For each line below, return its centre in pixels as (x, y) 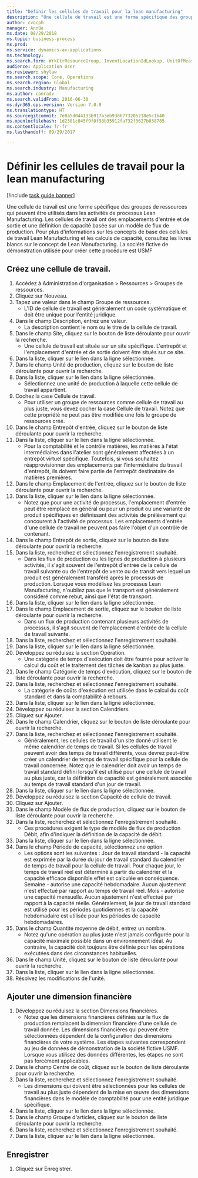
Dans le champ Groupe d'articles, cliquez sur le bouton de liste (91, 1117)
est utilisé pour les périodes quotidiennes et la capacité (91, 909)
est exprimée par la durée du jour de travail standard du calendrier (104, 859)
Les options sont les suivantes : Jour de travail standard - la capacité (107, 853)
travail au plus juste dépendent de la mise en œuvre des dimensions (107, 1092)
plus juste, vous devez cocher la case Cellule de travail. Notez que (104, 408)
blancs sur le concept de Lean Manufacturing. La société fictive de (88, 244)
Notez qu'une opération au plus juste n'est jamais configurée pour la (107, 934)
